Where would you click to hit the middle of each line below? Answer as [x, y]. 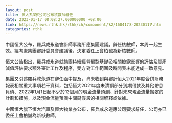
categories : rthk [24, 29]
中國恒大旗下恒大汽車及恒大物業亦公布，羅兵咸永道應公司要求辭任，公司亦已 [86, 109]
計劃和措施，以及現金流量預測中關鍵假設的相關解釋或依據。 [68, 98]
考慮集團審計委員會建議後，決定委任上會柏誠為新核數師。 [79, 51]
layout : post [19, 10]
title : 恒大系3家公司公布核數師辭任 [39, 15]
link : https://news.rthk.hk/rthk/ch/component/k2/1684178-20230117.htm [83, 24]
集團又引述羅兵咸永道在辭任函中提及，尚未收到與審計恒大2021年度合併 [80, 79]
